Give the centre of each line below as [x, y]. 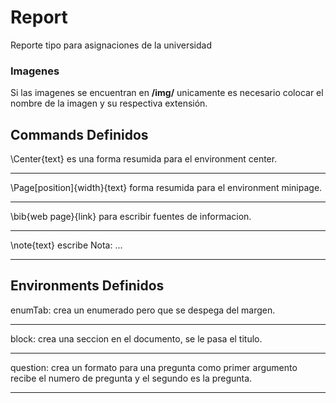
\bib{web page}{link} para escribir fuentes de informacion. [131, 217]
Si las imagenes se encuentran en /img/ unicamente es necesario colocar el [167, 93]
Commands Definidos [79, 134]
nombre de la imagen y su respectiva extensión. [109, 103]
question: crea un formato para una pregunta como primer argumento [154, 367]
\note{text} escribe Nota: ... [66, 245]
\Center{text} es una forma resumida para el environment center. [144, 159]
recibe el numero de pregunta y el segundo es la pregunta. [131, 378]
